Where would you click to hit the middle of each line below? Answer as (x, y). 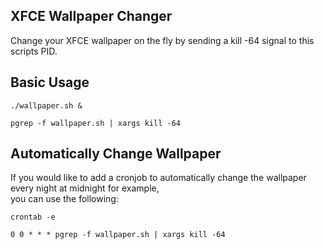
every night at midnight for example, (85, 188)
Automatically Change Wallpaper (116, 154)
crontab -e (33, 217)
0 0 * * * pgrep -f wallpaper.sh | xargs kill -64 (118, 235)
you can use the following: (64, 199)
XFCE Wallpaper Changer (91, 16)
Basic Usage (50, 82)
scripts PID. (34, 51)
